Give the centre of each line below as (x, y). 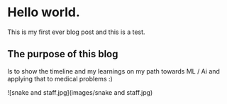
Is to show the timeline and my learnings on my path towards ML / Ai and (113, 71)
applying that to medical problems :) (60, 79)
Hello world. (44, 12)
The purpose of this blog (63, 54)
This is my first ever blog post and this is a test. (76, 32)
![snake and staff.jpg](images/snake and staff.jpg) (80, 92)
